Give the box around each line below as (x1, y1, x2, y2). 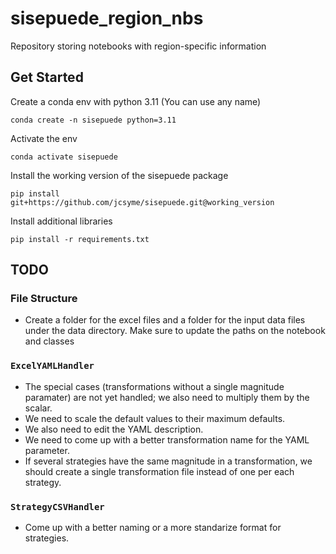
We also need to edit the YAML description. (24, 423, 204, 435)
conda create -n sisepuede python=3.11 (10, 115, 177, 125)
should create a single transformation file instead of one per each (24, 465, 295, 477)
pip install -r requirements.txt (10, 234, 150, 244)
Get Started (10, 69, 84, 86)
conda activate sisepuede (10, 152, 118, 162)
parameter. (24, 444, 70, 456)
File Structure (10, 292, 78, 306)
